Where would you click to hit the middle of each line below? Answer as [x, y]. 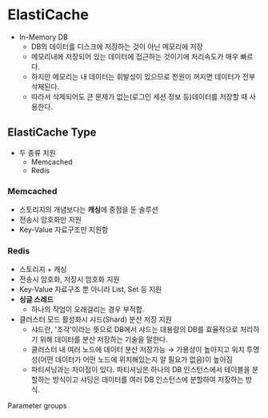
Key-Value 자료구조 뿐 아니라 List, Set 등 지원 [90, 290]
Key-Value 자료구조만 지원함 [64, 229]
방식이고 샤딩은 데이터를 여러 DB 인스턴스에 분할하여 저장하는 [148, 379]
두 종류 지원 [38, 152]
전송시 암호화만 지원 [50, 220]
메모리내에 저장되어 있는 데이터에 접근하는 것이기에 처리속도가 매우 [135, 56]
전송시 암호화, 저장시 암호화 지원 [69, 279]
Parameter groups [37, 406]
